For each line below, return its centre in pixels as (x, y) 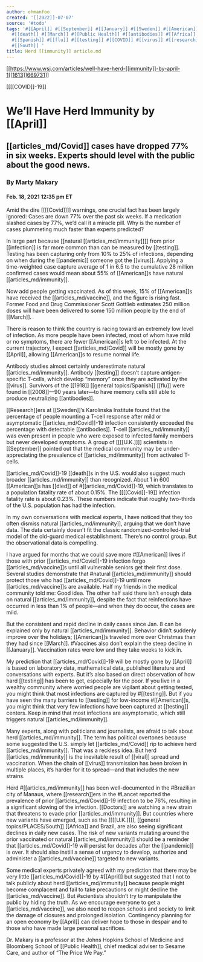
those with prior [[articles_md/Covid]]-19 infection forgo (76, 561)
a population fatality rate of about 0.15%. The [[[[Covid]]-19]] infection (93, 492)
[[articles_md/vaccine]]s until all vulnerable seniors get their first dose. (94, 568)
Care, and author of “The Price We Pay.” (56, 953)
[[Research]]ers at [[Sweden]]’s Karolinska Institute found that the (88, 410)
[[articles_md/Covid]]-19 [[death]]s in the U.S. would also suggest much (96, 473)
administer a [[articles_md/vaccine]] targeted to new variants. (83, 859)
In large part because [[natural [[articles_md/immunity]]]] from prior (91, 241)
